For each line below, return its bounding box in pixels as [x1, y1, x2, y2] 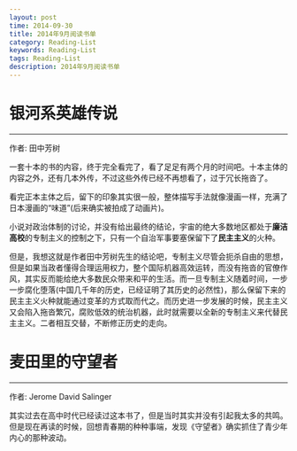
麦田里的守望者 [9, 352, 118, 372]
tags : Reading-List [9, 54, 81, 63]
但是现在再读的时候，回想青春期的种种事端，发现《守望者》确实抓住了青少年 [9, 421, 288, 432]
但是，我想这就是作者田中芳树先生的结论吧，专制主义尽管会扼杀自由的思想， [9, 251, 288, 261]
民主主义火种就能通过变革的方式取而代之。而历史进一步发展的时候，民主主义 [9, 295, 288, 306]
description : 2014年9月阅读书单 [9, 63, 121, 72]
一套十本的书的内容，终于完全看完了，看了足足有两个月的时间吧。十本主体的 [9, 161, 288, 172]
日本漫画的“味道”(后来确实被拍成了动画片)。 [9, 202, 170, 213]
